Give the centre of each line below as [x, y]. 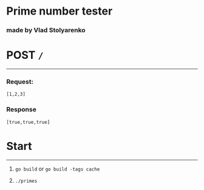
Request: [20, 81]
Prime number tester [59, 11]
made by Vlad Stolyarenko [46, 30]
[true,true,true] [28, 122]
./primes [26, 181]
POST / [25, 55]
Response [21, 109]
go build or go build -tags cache [57, 169]
